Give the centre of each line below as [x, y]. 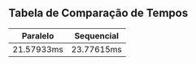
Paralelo [38, 35]
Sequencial [97, 35]
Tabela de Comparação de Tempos [98, 13]
